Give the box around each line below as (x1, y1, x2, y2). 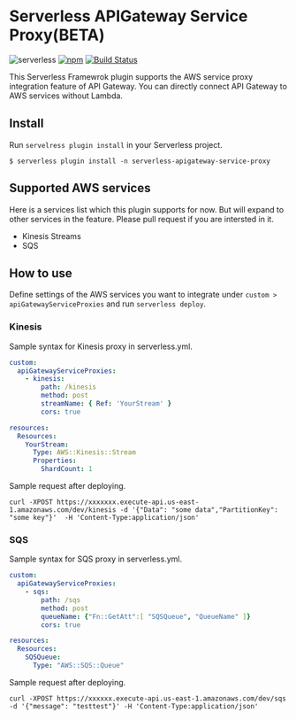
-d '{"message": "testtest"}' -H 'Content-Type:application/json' (9, 701, 259, 710)
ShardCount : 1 (41, 465, 93, 474)
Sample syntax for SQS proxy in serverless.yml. (9, 554, 183, 564)
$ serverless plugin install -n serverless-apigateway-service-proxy (9, 157, 271, 166)
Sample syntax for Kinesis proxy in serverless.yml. (9, 341, 193, 352)
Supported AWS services (9, 181, 151, 196)
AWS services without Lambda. (9, 90, 124, 101)
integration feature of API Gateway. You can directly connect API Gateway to (9, 81, 287, 91)
